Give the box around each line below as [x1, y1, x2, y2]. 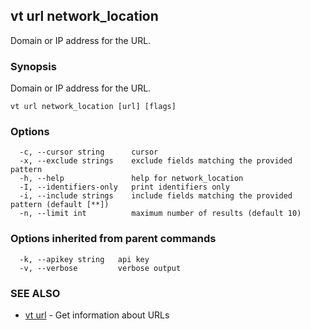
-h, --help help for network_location [19, 174, 244, 184]
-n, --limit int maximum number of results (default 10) [19, 209, 302, 219]
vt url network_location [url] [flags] [10, 102, 177, 112]
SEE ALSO [10, 286, 61, 300]
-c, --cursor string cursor [19, 147, 159, 158]
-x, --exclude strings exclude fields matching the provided [19, 156, 293, 166]
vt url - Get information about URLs [24, 309, 170, 321]
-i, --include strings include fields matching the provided [19, 191, 293, 201]
